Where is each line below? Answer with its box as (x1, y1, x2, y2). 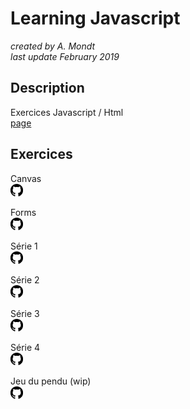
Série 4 (10, 341, 41, 353)
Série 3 (10, 307, 40, 319)
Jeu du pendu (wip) (10, 375, 92, 387)
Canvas (10, 172, 42, 184)
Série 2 (10, 273, 40, 286)
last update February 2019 (10, 50, 120, 62)
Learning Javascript (10, 7, 181, 30)
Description (10, 80, 85, 97)
